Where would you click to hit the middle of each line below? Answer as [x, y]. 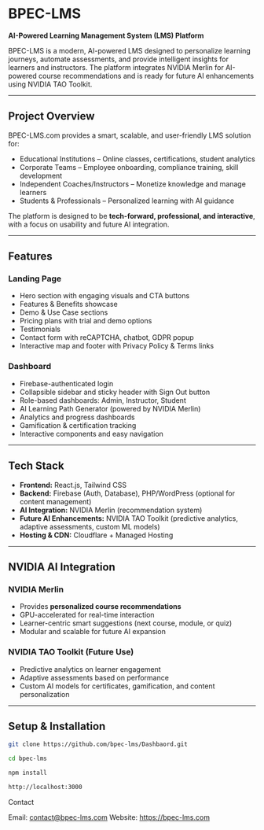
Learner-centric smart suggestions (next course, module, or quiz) [126, 623]
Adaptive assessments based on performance [94, 677]
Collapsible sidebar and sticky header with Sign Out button [115, 392]
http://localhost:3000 [45, 787]
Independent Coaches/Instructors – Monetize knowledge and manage [132, 184]
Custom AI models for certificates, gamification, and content [117, 686]
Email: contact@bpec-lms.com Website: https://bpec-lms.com [109, 817]
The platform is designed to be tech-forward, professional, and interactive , [132, 216]
